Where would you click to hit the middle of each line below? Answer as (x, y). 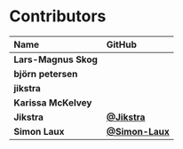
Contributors (58, 16)
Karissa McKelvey (53, 102)
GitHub (122, 44)
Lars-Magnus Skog (56, 59)
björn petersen (46, 74)
